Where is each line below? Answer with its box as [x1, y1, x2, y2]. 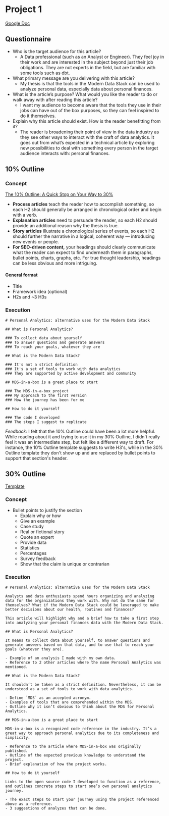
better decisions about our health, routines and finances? [5, 607, 135, 612]
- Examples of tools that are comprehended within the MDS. [5, 700, 135, 705]
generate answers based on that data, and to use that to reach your [5, 642, 155, 647]
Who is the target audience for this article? [12, 48, 101, 54]
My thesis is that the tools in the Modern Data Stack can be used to [20, 80, 160, 86]
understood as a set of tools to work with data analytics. [5, 687, 135, 692]
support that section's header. [5, 455, 68, 461]
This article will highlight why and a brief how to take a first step [5, 616, 159, 621]
